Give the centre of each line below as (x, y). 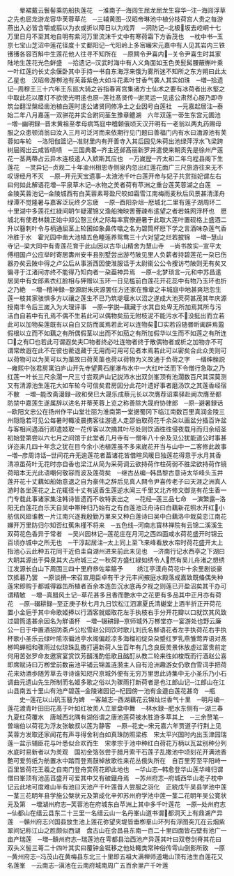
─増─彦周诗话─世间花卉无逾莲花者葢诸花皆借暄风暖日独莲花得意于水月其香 (114, 455)
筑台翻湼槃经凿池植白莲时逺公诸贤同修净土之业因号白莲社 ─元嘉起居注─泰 (115, 106)
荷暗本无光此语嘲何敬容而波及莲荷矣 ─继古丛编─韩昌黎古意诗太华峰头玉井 (115, 473)
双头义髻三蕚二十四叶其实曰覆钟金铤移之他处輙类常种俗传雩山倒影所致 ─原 (116, 848)
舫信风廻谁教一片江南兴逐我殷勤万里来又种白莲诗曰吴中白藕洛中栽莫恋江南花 (117, 516)
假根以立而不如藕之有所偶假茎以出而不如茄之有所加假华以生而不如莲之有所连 (117, 333)
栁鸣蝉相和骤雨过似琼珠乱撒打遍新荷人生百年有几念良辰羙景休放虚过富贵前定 (117, 647)
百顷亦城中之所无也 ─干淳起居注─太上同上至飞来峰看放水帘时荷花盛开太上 (115, 542)
